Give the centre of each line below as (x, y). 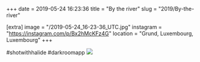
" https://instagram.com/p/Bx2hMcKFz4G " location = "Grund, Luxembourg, (100, 33)
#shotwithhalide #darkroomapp (46, 52)
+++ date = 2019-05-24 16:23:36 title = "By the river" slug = (82, 9)
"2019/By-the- (176, 9)
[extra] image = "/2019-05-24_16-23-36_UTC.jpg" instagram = (84, 27)
